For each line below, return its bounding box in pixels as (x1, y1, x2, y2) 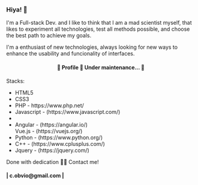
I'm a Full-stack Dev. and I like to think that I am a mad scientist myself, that (6, 19, 192, 27)
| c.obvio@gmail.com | (6, 172, 64, 180)
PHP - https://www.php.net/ (14, 102, 84, 109)
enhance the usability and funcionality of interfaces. (6, 50, 135, 57)
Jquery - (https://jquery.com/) (14, 146, 90, 154)
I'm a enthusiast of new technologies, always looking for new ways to (6, 43, 178, 51)
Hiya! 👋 (6, 5, 28, 14)
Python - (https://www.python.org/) (14, 134, 103, 141)
